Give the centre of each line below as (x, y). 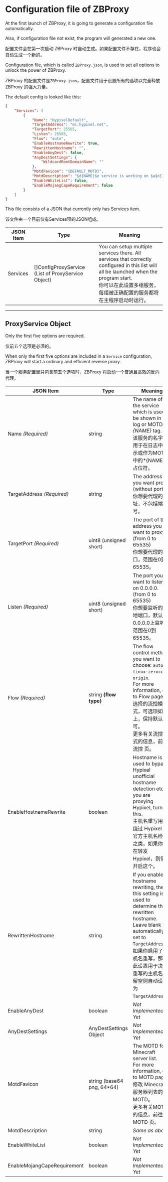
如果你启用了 (148, 951)
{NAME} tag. (147, 431)
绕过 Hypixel (147, 829)
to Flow (141, 697)
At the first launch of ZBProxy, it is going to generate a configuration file (79, 23)
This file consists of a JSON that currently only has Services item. (73, 209)
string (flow (102, 695)
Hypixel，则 (147, 859)
